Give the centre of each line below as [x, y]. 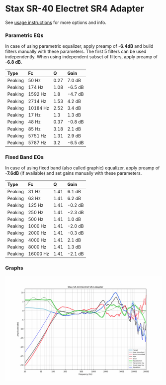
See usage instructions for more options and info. [56, 22]
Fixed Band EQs [24, 157]
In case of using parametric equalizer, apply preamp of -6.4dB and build [79, 46]
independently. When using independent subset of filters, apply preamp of [82, 57]
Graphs [14, 268]
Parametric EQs [24, 35]
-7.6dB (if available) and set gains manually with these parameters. [74, 173]
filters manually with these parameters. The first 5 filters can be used [76, 52]
